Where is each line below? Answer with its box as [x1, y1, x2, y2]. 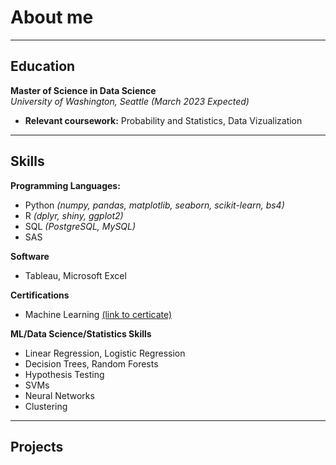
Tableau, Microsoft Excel [24, 269, 127, 281]
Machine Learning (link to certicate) [24, 308, 173, 320]
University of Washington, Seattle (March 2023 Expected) [10, 95, 250, 107]
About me [10, 6, 94, 29]
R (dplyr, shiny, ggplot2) [24, 209, 124, 221]
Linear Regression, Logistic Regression [24, 347, 186, 359]
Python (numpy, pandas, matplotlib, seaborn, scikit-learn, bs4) [24, 199, 285, 211]
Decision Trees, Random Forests [24, 357, 159, 370]
